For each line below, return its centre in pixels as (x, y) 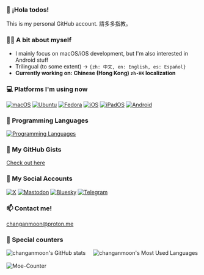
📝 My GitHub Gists (34, 150)
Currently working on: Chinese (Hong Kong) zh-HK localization (95, 73)
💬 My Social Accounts (39, 178)
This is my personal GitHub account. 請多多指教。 (69, 24)
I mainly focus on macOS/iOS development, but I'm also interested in (101, 53)
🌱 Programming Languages (47, 120)
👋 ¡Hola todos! (28, 10)
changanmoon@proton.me (40, 224)
